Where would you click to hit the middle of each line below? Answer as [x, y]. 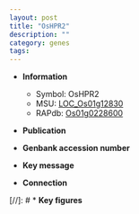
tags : [19, 51]
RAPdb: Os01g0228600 [79, 113]
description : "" [39, 34]
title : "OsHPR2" [39, 26]
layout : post [34, 18]
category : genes [39, 43]
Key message [48, 165]
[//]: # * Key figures [46, 201]
